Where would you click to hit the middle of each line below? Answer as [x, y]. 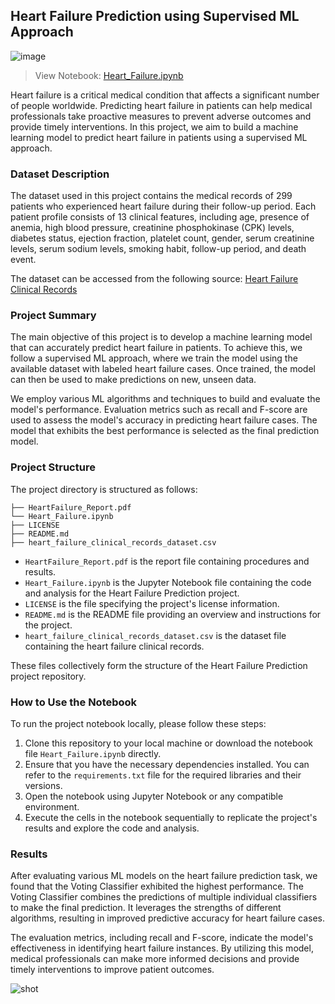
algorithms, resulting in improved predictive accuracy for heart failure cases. [168, 918]
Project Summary [53, 316]
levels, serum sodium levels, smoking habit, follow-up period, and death [158, 249]
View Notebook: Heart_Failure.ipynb [109, 75]
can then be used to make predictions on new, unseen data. [133, 380]
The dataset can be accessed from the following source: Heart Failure [154, 279]
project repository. [48, 676]
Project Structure [53, 467]
